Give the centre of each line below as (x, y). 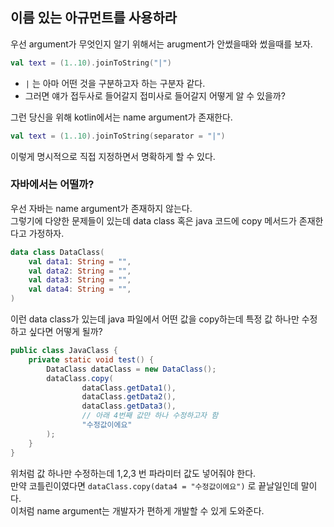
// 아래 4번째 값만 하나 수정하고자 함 (150, 416)
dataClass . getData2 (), (129, 397)
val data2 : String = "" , (80, 271)
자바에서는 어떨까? (52, 185)
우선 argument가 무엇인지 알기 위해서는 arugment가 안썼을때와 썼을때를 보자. (161, 44)
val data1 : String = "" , (80, 261)
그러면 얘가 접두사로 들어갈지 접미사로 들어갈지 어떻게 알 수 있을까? (155, 95)
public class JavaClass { (64, 351)
